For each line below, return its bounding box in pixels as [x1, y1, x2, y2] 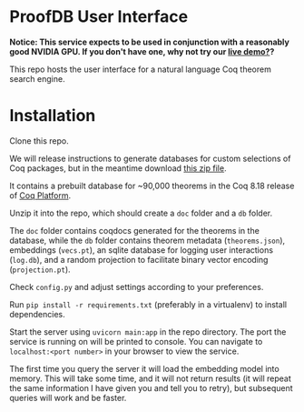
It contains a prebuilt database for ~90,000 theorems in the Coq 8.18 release [9, 180, 295, 191]
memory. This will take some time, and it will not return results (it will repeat [9, 373, 292, 384]
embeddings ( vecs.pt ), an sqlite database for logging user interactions [9, 244, 274, 256]
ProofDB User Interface [9, 6, 189, 27]
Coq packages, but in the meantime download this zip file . [9, 162, 227, 174]
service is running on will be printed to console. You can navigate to [9, 336, 263, 347]
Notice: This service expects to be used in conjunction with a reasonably [9, 36, 290, 47]
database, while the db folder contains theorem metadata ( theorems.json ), [9, 235, 286, 246]
